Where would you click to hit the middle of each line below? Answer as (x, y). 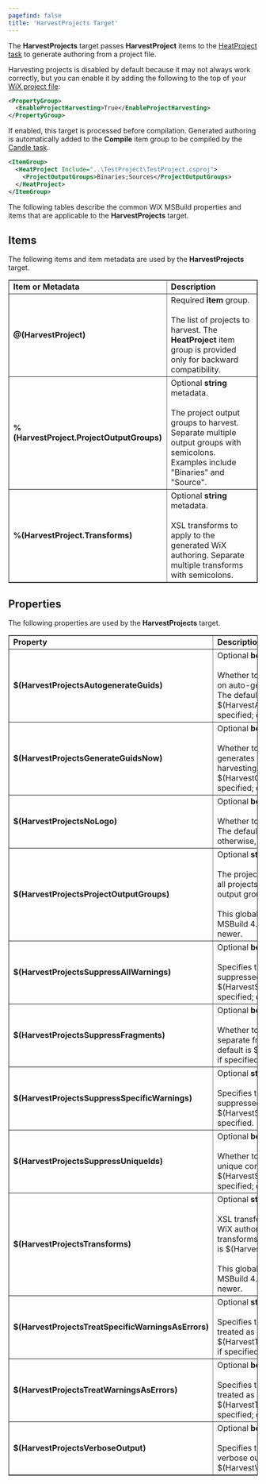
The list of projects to (210, 320)
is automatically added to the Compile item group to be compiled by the (125, 139)
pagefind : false (35, 15)
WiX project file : (34, 86)
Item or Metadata (46, 287)
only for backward (205, 360)
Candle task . (29, 148)
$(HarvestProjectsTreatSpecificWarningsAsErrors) (111, 1327)
